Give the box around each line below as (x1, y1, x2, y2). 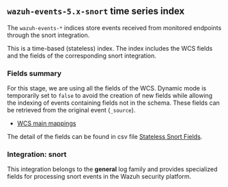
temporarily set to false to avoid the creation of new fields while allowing (7, 92, 213, 100)
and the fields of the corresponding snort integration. (7, 51, 157, 60)
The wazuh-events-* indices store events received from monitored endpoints (7, 23, 222, 32)
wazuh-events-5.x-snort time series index (7, 5, 185, 17)
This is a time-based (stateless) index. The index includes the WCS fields (7, 44, 213, 52)
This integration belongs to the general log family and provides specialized (7, 165, 218, 173)
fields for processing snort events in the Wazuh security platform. (7, 173, 192, 181)
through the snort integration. (7, 31, 90, 39)
